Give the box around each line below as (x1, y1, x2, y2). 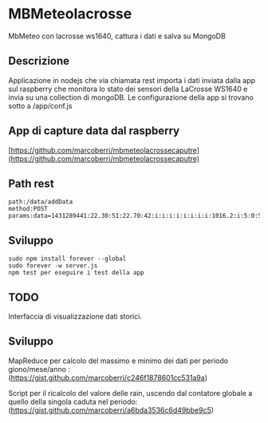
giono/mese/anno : (8, 364, 70, 374)
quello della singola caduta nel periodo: (8, 397, 138, 406)
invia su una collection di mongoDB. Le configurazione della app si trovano (8, 93, 254, 102)
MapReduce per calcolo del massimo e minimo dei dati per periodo (8, 356, 229, 366)
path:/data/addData (8, 198, 73, 206)
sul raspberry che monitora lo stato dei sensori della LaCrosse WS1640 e (8, 84, 248, 93)
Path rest (8, 176, 54, 190)
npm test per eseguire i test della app (8, 269, 145, 277)
